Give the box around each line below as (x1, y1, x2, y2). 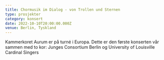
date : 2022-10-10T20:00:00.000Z (5, 21, 72, 26)
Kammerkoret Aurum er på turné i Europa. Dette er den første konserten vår (5, 39, 160, 45)
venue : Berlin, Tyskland (5, 26, 56, 30)
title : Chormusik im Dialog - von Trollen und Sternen (5, 7, 121, 12)
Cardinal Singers (5, 50, 39, 56)
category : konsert (5, 16, 43, 21)
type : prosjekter (5, 12, 41, 17)
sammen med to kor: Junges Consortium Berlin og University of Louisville (5, 44, 155, 50)
